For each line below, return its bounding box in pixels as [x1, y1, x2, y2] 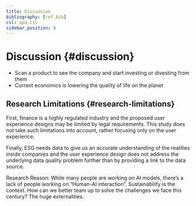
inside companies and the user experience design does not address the [6, 150, 179, 157]
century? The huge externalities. [6, 193, 84, 200]
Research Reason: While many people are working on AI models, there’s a [6, 174, 184, 181]
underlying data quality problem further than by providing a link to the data [6, 157, 186, 164]
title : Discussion [6, 8, 51, 15]
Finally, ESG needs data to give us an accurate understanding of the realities [6, 145, 190, 151]
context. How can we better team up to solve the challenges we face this [6, 187, 182, 194]
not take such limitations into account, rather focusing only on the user [6, 127, 177, 133]
